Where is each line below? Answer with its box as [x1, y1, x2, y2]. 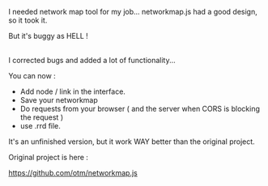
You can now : [8, 71, 57, 80]
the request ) [19, 112, 63, 122]
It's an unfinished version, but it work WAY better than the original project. [8, 137, 255, 146]
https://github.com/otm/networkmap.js [8, 168, 138, 177]
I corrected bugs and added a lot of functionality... [8, 56, 176, 65]
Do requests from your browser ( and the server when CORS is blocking [19, 104, 261, 113]
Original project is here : [8, 153, 89, 162]
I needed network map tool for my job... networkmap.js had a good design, [8, 7, 257, 16]
